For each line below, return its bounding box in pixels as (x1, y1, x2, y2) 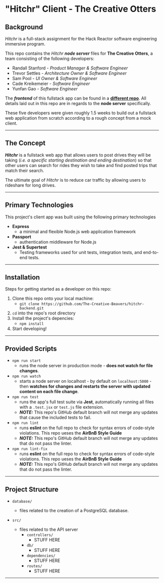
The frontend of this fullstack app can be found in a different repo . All (5, 95, 146, 101)
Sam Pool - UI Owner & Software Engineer (12, 76, 98, 81)
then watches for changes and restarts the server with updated (19, 383, 150, 389)
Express (12, 223, 29, 229)
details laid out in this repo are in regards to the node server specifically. (5, 101, 151, 106)
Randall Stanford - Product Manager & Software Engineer (12, 65, 128, 71)
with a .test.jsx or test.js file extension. (19, 404, 104, 410)
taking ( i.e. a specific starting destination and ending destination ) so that (5, 157, 152, 163)
